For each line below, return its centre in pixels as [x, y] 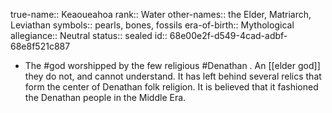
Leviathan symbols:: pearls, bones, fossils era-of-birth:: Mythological [152, 25]
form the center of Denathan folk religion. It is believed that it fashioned [171, 87]
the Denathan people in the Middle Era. [105, 97]
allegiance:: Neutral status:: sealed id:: [89, 35]
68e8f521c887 [40, 46]
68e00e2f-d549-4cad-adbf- [228, 35]
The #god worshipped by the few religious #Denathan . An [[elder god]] [172, 65]
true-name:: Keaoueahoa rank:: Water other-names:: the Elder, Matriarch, [161, 14]
